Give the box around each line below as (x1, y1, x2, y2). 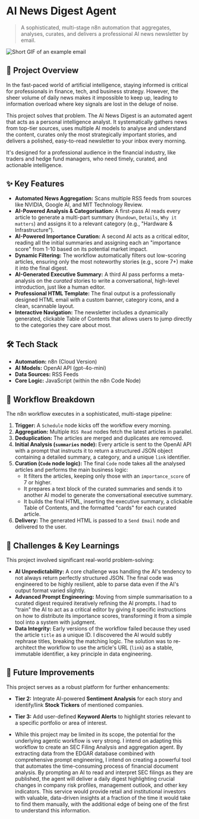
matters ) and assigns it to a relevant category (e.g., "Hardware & (14, 220, 173, 227)
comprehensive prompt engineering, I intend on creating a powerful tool (14, 756, 191, 763)
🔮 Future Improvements (6, 667, 95, 678)
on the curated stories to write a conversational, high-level (36, 277, 179, 284)
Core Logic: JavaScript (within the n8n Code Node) (14, 377, 141, 384)
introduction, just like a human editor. (14, 283, 106, 290)
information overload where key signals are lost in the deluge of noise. (6, 100, 178, 107)
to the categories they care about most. (14, 321, 112, 329)
